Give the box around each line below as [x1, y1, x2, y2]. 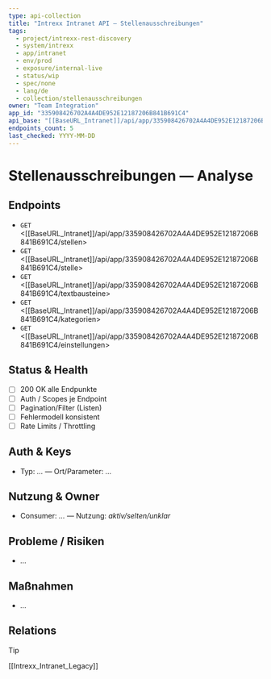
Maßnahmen [8, 579, 74, 593]
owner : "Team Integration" [8, 102, 99, 110]
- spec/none [15, 79, 56, 87]
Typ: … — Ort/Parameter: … [19, 466, 112, 476]
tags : [8, 27, 27, 35]
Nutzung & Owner [8, 489, 100, 503]
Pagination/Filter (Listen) [19, 402, 102, 412]
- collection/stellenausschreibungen [15, 94, 143, 102]
